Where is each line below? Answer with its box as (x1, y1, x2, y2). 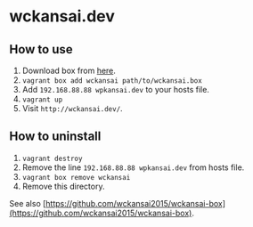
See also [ (9, 198, 46, 208)
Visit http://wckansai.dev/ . (21, 103, 123, 113)
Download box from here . (21, 65, 116, 76)
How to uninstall (9, 129, 102, 144)
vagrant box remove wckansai (21, 173, 131, 182)
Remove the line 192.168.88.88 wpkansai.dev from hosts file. (21, 162, 245, 173)
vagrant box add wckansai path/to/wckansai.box (21, 77, 202, 85)
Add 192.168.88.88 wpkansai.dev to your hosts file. (21, 85, 209, 94)
